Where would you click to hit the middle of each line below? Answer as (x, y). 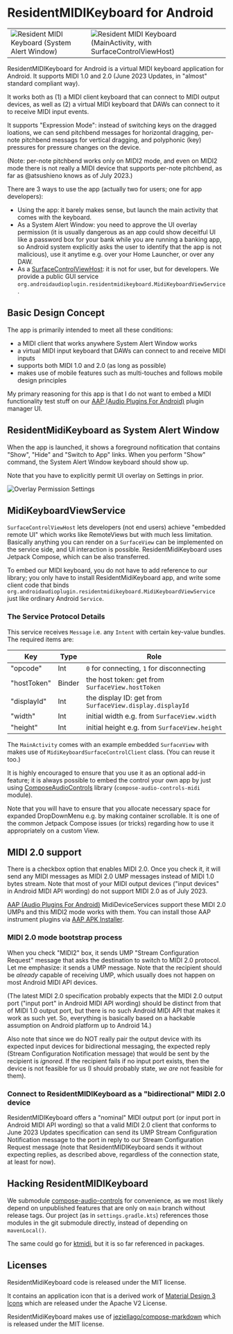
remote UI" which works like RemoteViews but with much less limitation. (110, 535)
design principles (42, 380)
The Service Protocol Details (56, 617)
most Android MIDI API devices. (53, 982)
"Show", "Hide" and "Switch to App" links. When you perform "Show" (106, 454)
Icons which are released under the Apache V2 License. (87, 1303)
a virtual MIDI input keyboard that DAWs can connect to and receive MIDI (121, 351)
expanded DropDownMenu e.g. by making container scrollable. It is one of (113, 816)
